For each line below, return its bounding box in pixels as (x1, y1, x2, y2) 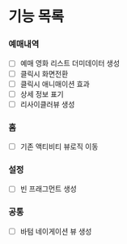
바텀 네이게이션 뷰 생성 (19, 226, 92, 236)
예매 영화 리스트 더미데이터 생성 (19, 59, 120, 68)
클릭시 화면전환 (19, 68, 69, 78)
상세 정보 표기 (19, 89, 64, 98)
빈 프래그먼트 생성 (19, 184, 77, 194)
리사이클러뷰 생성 (19, 99, 75, 109)
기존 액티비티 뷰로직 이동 (19, 142, 99, 151)
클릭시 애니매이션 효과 (19, 79, 91, 89)
